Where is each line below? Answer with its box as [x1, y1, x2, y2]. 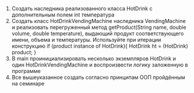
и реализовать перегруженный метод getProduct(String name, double [11, 24, 186, 31]
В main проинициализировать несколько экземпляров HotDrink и [11, 55, 176, 62]
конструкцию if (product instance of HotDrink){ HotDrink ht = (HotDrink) [11, 42, 188, 49]
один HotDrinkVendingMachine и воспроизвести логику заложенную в [11, 61, 188, 68]
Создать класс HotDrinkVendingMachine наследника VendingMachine [11, 18, 186, 24]
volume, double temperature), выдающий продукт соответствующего [11, 30, 184, 37]
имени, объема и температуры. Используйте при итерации [11, 36, 162, 43]
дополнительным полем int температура [11, 11, 115, 18]
